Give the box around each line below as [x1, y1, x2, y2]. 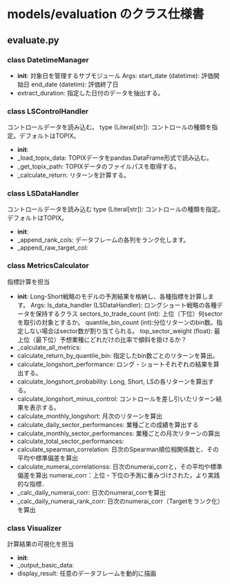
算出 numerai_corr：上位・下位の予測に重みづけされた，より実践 [35, 471, 220, 479]
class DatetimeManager [7, 55, 89, 64]
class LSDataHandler [7, 189, 79, 198]
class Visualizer [7, 523, 62, 533]
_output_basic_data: [17, 561, 75, 569]
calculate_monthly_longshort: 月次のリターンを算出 [17, 412, 163, 420]
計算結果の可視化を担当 [7, 540, 74, 548]
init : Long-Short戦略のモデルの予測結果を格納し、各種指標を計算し [17, 292, 209, 301]
